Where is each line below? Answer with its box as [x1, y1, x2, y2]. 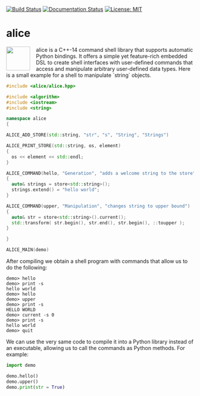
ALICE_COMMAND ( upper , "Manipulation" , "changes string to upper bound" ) [6, 203, 190, 209]
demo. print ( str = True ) [6, 384, 65, 390]
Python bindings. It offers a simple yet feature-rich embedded [36, 52, 187, 60]
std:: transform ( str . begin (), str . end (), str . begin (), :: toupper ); [11, 219, 185, 226]
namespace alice [6, 116, 46, 122]
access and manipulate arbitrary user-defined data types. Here [36, 65, 190, 72]
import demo [6, 363, 36, 369]
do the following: [6, 264, 48, 271]
